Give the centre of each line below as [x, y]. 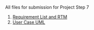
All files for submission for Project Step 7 [47, 7]
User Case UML [29, 22]
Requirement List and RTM [40, 17]
